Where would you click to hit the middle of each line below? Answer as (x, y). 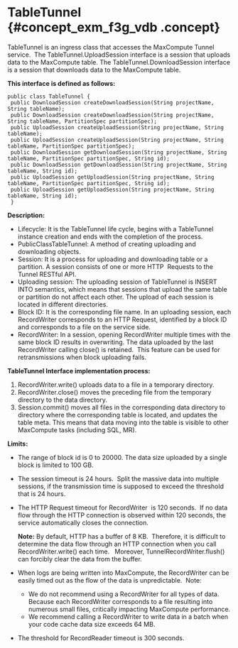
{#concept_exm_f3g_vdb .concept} (114, 27)
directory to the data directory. (63, 400)
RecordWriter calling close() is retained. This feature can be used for (119, 349)
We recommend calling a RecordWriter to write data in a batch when (128, 616)
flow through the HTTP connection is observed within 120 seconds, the (121, 515)
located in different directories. (63, 304)
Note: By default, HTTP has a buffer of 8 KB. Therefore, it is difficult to (121, 536)
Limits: (18, 444)
